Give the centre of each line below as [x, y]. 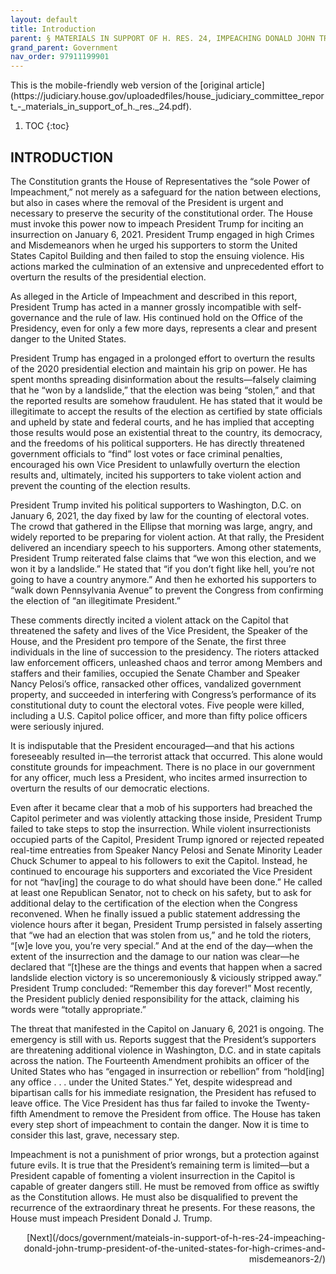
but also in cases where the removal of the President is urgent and [147, 202]
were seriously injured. [57, 726]
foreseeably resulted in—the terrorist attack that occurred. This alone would [166, 756]
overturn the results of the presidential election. [108, 277]
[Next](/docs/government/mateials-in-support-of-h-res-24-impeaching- [176, 1237]
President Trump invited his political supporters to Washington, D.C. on [156, 505]
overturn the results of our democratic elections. [110, 788]
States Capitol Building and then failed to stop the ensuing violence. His [157, 255]
